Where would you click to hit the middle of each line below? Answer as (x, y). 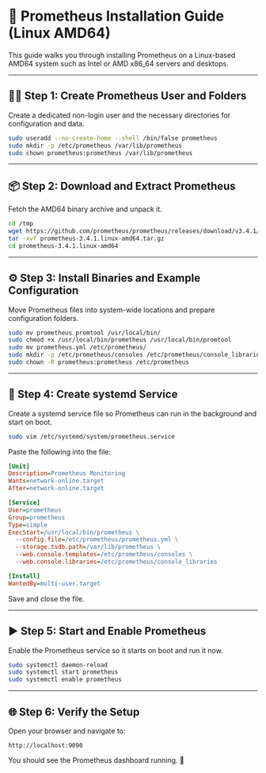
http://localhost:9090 (46, 745)
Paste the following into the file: (59, 451)
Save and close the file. (46, 598)
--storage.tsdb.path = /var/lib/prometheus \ (88, 547)
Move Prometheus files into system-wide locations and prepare (112, 310)
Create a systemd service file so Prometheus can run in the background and (133, 413)
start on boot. (30, 422)
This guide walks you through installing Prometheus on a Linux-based (122, 55)
